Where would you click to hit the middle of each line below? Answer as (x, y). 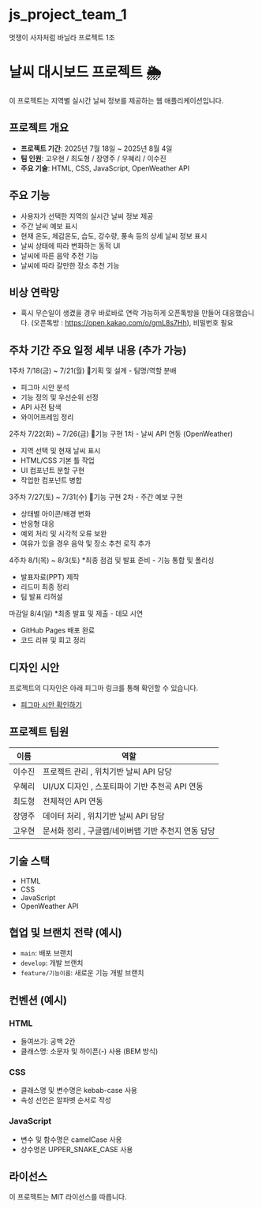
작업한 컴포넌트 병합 (51, 480)
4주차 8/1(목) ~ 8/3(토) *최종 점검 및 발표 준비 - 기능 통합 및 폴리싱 (112, 560)
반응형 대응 (37, 524)
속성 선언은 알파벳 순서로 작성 (65, 1100)
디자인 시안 (34, 668)
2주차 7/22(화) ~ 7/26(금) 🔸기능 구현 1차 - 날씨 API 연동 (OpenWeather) (121, 434)
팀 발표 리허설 (41, 597)
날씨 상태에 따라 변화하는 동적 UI (70, 246)
